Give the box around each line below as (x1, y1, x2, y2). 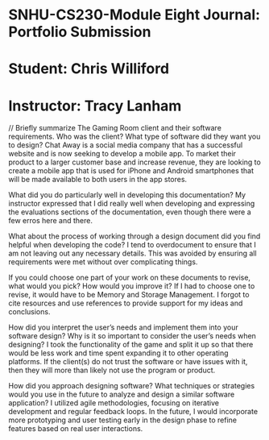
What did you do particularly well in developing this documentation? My (8, 190, 246, 200)
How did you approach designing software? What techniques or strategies (8, 381, 255, 391)
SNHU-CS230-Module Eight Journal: (8, 6, 260, 24)
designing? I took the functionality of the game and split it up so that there (8, 340, 254, 350)
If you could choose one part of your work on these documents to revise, (8, 272, 251, 283)
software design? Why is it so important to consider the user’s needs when (8, 331, 256, 341)
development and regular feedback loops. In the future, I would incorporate (8, 407, 259, 417)
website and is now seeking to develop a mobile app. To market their (8, 149, 236, 159)
